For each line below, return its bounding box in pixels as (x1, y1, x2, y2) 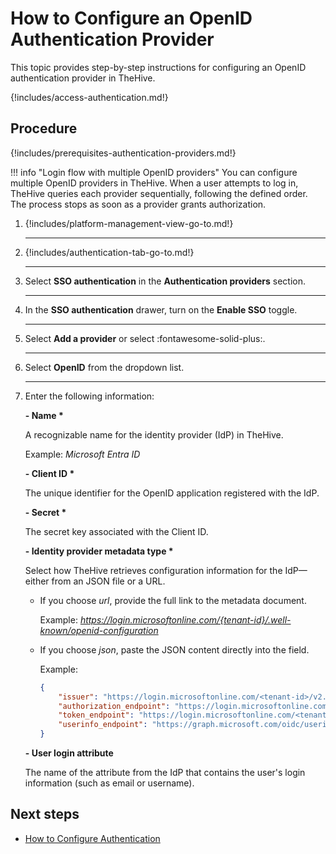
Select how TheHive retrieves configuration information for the (24, 564, 283, 576)
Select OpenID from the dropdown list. (24, 361, 185, 373)
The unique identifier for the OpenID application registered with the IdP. (24, 487, 320, 499)
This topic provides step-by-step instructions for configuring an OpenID (10, 61, 307, 73)
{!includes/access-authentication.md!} (10, 91, 169, 103)
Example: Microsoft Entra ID (24, 448, 141, 460)
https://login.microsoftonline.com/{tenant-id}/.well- (79, 613, 292, 626)
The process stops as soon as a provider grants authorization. (10, 198, 267, 210)
